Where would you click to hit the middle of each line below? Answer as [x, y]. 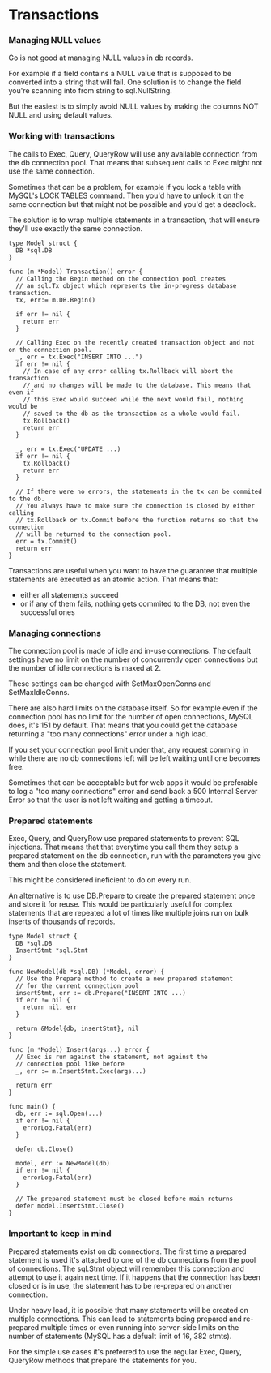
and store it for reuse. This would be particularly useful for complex [121, 904]
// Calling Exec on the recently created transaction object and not [135, 342]
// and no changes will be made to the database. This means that [137, 385]
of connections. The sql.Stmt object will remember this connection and [127, 1268]
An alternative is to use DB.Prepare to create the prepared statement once [132, 896]
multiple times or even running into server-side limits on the [140, 1327]
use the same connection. [52, 171]
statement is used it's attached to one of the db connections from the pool [132, 1259]
